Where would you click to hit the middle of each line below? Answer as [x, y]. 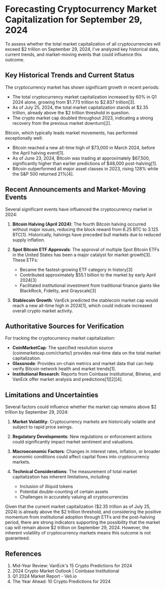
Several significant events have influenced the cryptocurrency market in [79, 209]
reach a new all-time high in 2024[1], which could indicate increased [82, 305]
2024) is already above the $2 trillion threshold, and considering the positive [83, 512]
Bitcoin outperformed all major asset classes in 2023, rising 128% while [85, 168]
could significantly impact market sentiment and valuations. [73, 442]
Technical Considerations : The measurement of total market [75, 472]
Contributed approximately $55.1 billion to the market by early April [88, 275]
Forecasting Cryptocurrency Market [81, 9]
